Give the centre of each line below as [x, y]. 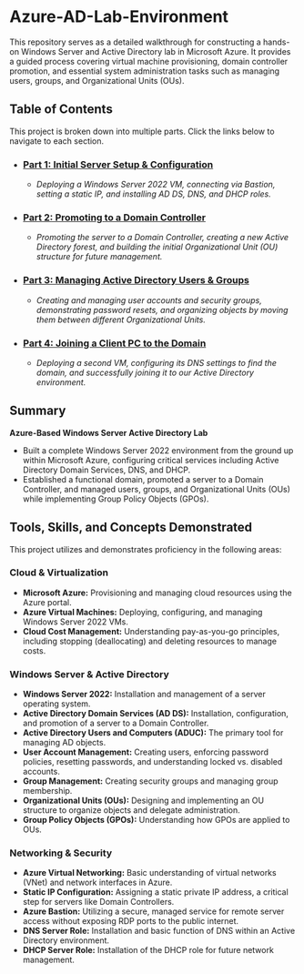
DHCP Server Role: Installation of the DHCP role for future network [148, 950]
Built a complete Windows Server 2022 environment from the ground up [158, 450]
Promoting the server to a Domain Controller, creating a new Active [162, 238]
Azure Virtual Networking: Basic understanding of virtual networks [149, 873]
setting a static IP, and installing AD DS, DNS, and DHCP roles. [153, 194]
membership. [47, 791]
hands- [276, 42]
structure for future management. [99, 257]
